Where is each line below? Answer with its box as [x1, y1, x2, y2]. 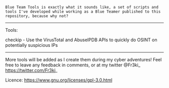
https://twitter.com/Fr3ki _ [5, 67, 58, 73]
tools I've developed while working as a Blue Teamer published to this [5, 9, 161, 14]
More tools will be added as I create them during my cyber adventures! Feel [5, 57, 162, 62]
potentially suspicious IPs [5, 42, 58, 48]
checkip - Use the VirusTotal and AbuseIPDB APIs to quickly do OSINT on [5, 37, 157, 43]
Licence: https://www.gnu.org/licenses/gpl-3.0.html [5, 77, 113, 83]
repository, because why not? [5, 14, 69, 19]
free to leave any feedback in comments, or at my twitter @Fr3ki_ [5, 62, 141, 68]
